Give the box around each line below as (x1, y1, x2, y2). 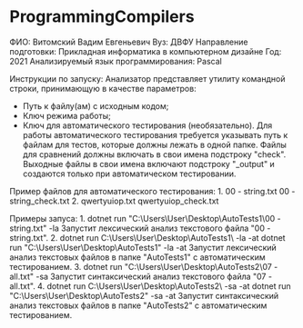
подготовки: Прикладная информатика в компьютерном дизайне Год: (9, 45, 282, 56)
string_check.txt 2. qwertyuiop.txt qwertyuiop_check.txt (9, 195, 219, 206)
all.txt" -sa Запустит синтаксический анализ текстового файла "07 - (9, 271, 273, 282)
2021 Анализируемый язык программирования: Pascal (9, 55, 223, 66)
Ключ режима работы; (22, 110, 112, 121)
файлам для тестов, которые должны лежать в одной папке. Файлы (22, 139, 287, 150)
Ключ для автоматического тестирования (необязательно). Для (22, 120, 273, 131)
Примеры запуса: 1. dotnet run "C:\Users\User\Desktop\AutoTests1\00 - (9, 213, 281, 224)
